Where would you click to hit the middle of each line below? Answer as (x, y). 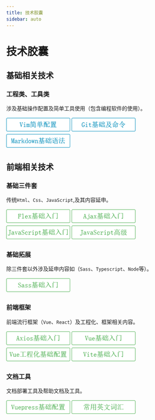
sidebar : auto (24, 19)
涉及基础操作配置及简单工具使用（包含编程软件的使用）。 (76, 108)
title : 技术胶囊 (25, 13)
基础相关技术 (30, 76)
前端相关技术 (30, 167)
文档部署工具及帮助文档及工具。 (46, 390)
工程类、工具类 (28, 94)
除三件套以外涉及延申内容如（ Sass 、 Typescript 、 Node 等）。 (79, 269)
